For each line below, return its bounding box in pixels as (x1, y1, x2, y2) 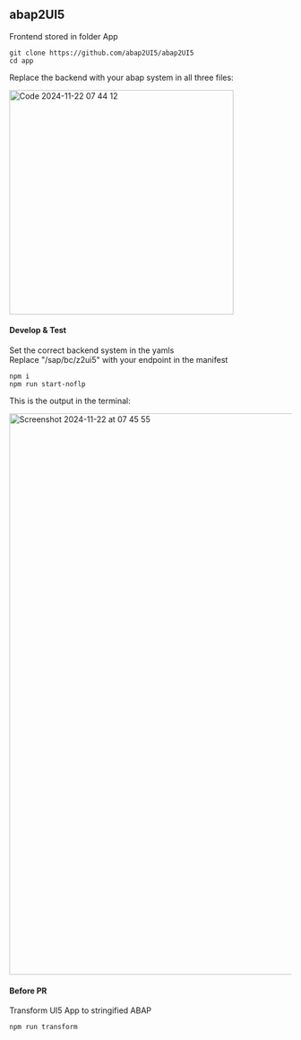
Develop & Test (9, 325, 67, 336)
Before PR (9, 985, 47, 996)
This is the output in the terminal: (9, 395, 132, 407)
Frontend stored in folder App (9, 31, 118, 41)
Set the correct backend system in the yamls (9, 345, 175, 356)
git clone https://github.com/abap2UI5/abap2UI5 (9, 48, 194, 57)
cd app (9, 56, 34, 66)
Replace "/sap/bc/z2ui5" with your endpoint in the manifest (9, 355, 228, 366)
